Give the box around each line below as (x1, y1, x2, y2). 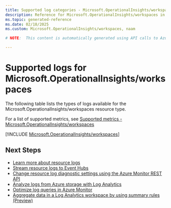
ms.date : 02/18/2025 (5, 21, 49, 27)
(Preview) (12, 197, 33, 203)
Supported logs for (5, 62, 87, 74)
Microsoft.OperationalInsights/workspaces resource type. (5, 106, 126, 112)
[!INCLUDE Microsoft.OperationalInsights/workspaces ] (5, 131, 120, 137)
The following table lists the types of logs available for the (5, 100, 127, 107)
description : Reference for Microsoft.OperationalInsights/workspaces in (5, 12, 165, 17)
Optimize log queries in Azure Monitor (12, 187, 93, 193)
